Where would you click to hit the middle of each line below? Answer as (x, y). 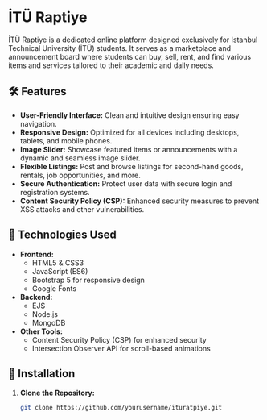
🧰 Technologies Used (62, 235)
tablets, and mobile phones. (66, 140)
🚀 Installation (42, 374)
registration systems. (55, 192)
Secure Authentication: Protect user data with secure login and (126, 183)
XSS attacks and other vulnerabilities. (82, 209)
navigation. (39, 123)
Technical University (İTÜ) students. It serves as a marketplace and (120, 48)
